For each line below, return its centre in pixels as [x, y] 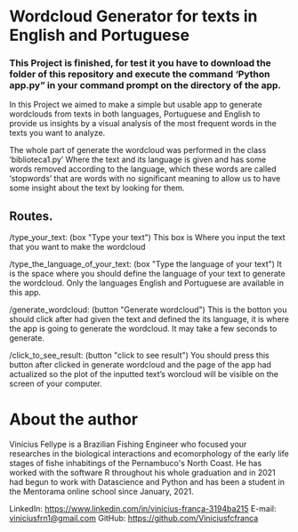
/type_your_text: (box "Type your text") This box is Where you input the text [148, 238]
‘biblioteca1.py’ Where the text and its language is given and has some [138, 160]
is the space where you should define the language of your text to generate [148, 274]
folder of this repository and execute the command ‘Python [140, 75]
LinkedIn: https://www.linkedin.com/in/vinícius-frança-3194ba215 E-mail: [143, 509]
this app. [25, 293]
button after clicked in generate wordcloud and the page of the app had [140, 365]
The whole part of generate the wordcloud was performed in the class [138, 150]
